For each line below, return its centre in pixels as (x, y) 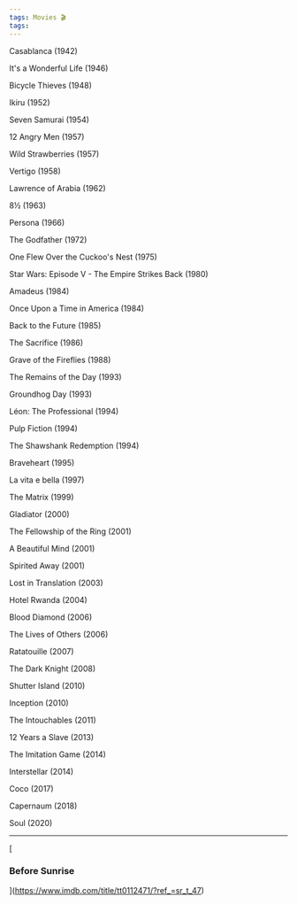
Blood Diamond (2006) (51, 617)
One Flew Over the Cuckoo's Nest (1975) (83, 257)
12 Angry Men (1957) (47, 136)
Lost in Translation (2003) (56, 583)
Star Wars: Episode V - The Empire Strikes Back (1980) (109, 274)
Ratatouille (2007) (42, 651)
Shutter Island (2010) (47, 685)
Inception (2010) (39, 703)
